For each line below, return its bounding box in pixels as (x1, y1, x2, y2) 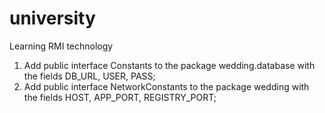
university (9, 7, 96, 30)
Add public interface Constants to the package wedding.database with (23, 59, 316, 71)
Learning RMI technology (9, 40, 114, 52)
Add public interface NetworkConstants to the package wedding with (23, 80, 310, 92)
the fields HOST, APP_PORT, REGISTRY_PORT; (23, 91, 217, 103)
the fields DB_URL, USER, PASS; (23, 70, 156, 82)
